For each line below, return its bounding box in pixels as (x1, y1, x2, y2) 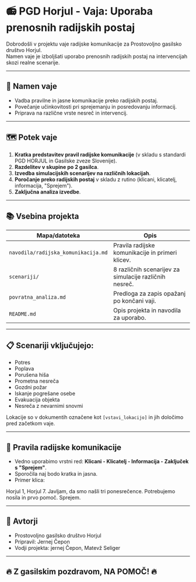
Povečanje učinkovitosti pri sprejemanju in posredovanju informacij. (14, 103, 177, 110)
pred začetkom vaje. (6, 420, 55, 427)
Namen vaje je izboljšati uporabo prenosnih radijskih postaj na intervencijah (6, 53, 188, 60)
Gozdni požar (14, 384, 47, 391)
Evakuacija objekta (14, 396, 60, 403)
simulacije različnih (113, 273, 166, 281)
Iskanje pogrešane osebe (14, 390, 76, 397)
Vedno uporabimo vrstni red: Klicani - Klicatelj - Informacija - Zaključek (14, 458, 189, 465)
